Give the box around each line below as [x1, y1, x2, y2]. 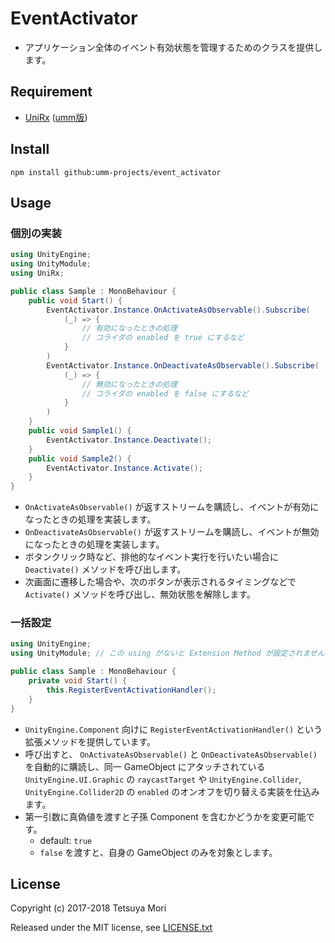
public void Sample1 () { [28, 426, 132, 436]
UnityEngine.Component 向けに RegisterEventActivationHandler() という [24, 723, 323, 735]
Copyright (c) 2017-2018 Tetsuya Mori [10, 902, 167, 914]
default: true [39, 834, 93, 846]
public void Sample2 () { [28, 453, 132, 464]
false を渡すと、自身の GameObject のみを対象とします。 [39, 846, 278, 858]
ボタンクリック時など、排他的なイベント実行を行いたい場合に [24, 551, 280, 563]
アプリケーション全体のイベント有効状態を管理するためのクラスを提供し [24, 41, 323, 53]
